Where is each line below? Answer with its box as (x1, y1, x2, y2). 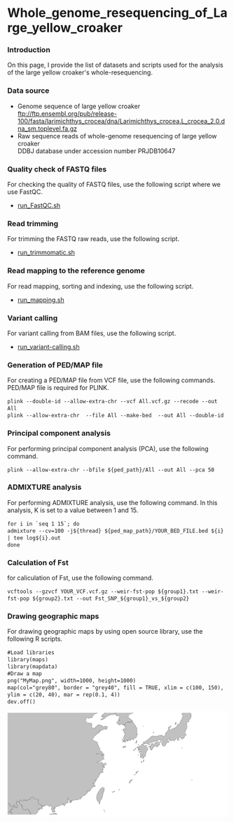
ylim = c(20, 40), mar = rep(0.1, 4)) (7, 691, 121, 698)
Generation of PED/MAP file (7, 360, 104, 370)
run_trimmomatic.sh (17, 248, 76, 257)
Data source (7, 86, 50, 96)
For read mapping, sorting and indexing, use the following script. (7, 282, 194, 290)
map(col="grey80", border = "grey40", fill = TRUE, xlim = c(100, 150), (7, 684, 224, 691)
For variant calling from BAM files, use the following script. (7, 329, 177, 337)
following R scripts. (7, 634, 63, 644)
